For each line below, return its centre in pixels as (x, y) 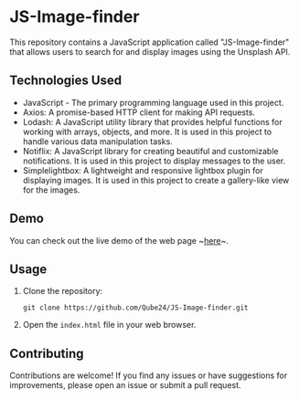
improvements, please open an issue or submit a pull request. (125, 385)
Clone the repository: (63, 291)
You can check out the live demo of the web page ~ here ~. (119, 240)
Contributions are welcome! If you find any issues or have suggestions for (149, 375)
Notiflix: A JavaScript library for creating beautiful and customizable (150, 151)
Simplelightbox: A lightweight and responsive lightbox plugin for (143, 170)
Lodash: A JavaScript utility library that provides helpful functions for (153, 121)
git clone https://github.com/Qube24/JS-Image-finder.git (135, 308)
